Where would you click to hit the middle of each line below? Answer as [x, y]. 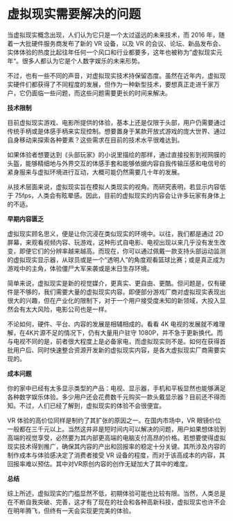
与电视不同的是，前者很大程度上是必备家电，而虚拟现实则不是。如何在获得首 [116, 341]
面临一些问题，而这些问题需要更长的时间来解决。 [101, 93]
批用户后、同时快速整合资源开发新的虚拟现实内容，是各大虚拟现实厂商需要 [113, 350]
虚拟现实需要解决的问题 [74, 14]
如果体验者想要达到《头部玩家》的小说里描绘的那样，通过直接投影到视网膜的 [116, 154]
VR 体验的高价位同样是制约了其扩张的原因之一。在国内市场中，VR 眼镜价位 [114, 420]
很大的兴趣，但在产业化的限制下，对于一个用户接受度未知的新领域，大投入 [113, 300]
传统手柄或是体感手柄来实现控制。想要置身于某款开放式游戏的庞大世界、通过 [116, 131]
